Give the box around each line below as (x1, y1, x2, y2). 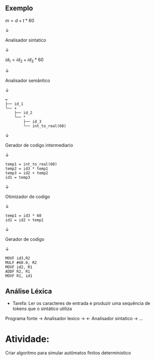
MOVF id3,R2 (5, 255, 30, 261)
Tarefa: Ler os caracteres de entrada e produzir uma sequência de (12, 300, 150, 306)
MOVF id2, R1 (5, 265, 33, 270)
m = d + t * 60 (5, 17, 34, 23)
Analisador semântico (5, 77, 50, 83)
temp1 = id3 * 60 (5, 213, 42, 218)
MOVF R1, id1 (5, 273, 33, 278)
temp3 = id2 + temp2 (5, 170, 49, 176)
